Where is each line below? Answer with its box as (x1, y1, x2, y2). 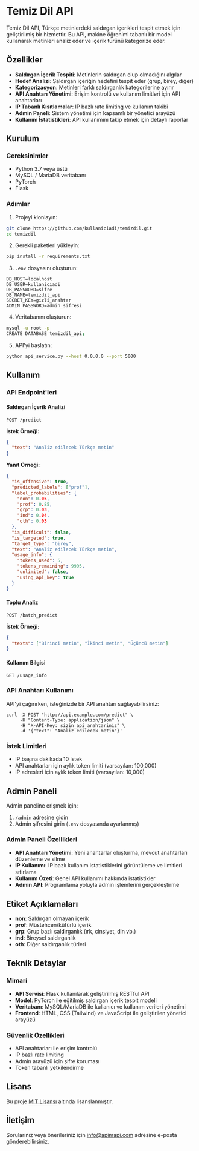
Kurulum (6, 133, 40, 144)
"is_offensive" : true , (11, 479, 69, 485)
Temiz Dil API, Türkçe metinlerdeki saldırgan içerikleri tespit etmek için (6, 24, 181, 32)
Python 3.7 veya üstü (14, 165, 68, 173)
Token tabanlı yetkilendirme (14, 1064, 84, 1072)
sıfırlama (14, 868, 37, 876)
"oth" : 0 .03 (17, 518, 47, 525)
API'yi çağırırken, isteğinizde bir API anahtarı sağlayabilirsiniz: (6, 700, 159, 707)
